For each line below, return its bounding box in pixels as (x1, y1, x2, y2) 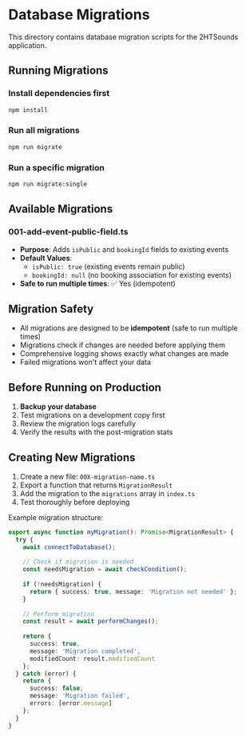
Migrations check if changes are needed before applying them (19, 340, 226, 350)
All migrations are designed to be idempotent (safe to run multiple (19, 323, 238, 333)
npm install (8, 106, 48, 114)
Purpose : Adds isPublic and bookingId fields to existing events (19, 244, 229, 254)
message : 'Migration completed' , (29, 647, 141, 655)
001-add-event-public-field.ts (8, 226, 129, 238)
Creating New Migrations (8, 451, 136, 464)
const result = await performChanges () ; (22, 618, 159, 626)
